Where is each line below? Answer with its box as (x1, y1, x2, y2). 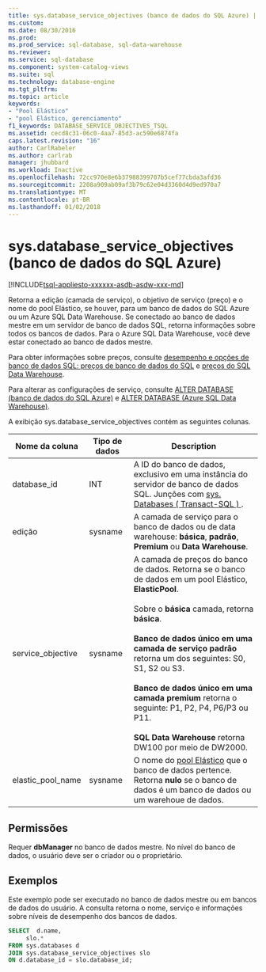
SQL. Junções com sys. (133, 488, 222, 499)
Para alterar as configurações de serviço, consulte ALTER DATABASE (8, 385, 234, 394)
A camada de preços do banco (133, 554, 248, 565)
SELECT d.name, (8, 927, 62, 935)
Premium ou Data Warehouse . (133, 541, 249, 552)
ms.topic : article (8, 93, 69, 101)
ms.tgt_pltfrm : (8, 85, 59, 93)
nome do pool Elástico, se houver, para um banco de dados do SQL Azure (8, 304, 249, 313)
